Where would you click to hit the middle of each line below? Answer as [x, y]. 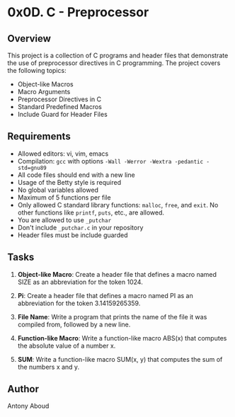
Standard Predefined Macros [60, 107]
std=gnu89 [32, 168]
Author [23, 389]
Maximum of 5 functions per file [64, 197]
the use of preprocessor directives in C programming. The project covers [114, 63]
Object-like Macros [45, 84]
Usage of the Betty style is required [69, 182]
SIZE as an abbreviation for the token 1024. [80, 282]
